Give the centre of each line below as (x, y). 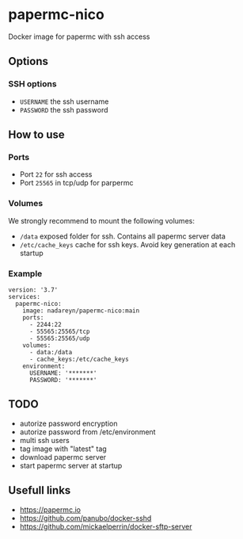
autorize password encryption (68, 423)
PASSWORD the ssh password (64, 109)
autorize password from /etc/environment (87, 432)
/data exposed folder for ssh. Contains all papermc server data (122, 236)
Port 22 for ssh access (56, 174)
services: (25, 296)
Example (25, 273)
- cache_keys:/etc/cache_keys (79, 359)
